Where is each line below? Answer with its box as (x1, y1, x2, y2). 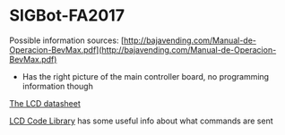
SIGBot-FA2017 (9, 5, 125, 26)
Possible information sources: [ (9, 35, 125, 46)
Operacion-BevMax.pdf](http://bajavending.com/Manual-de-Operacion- (9, 44, 277, 55)
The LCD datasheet (9, 97, 81, 108)
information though (22, 80, 94, 91)
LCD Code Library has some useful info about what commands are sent (9, 115, 273, 126)
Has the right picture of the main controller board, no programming (22, 71, 270, 81)
